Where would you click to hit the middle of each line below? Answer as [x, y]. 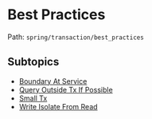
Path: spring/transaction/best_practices [76, 37]
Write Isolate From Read [58, 106]
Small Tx [33, 98]
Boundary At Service [53, 81]
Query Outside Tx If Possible [66, 89]
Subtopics [33, 62]
